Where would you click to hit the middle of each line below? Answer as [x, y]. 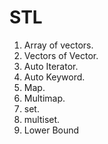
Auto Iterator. [51, 66]
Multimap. [44, 98]
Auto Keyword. [54, 77]
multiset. [42, 119]
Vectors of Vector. [61, 55]
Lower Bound [51, 130]
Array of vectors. [58, 45]
